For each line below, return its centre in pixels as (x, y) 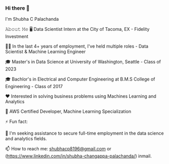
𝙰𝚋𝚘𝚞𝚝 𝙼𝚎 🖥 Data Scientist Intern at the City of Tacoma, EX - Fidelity (77, 29)
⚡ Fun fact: (16, 121)
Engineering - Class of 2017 (34, 87)
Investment (17, 36)
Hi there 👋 (18, 8)
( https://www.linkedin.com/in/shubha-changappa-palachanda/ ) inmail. (79, 156)
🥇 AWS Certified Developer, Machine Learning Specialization (68, 111)
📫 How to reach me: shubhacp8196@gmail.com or (58, 149)
